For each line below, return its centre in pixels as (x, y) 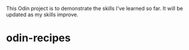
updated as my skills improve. (42, 15)
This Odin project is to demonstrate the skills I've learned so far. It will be (94, 8)
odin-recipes (38, 38)
